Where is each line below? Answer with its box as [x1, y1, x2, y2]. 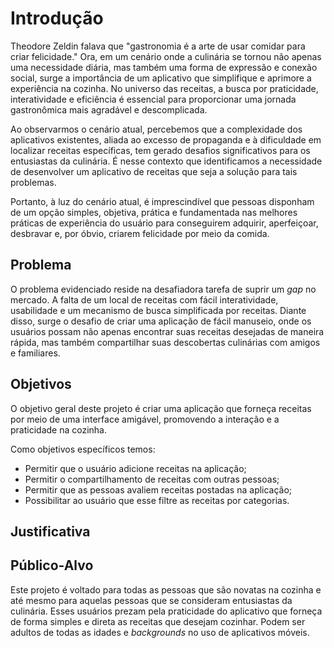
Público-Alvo [10, 557, 94, 574]
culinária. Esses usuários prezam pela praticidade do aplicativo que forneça [10, 605, 323, 617]
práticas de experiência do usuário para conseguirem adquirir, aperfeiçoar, [10, 217, 319, 229]
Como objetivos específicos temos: [10, 443, 156, 455]
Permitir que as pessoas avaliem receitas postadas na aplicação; [24, 483, 293, 496]
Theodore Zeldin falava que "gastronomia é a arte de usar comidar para [10, 40, 306, 52]
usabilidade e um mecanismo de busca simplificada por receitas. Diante [10, 304, 307, 316]
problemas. [10, 176, 57, 188]
